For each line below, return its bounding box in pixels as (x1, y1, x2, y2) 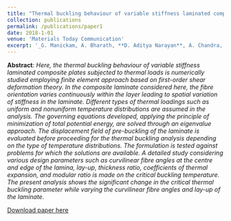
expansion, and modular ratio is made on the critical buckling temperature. (7, 171, 220, 179)
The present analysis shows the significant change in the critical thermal (7, 178, 214, 186)
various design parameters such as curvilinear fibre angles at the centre (7, 156, 213, 164)
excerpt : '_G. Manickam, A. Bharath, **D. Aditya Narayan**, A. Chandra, (7, 42, 223, 49)
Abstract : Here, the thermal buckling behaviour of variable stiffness (7, 61, 201, 69)
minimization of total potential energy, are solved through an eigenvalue (7, 120, 212, 127)
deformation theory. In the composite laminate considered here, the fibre (7, 83, 214, 91)
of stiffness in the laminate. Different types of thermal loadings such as (7, 98, 210, 105)
